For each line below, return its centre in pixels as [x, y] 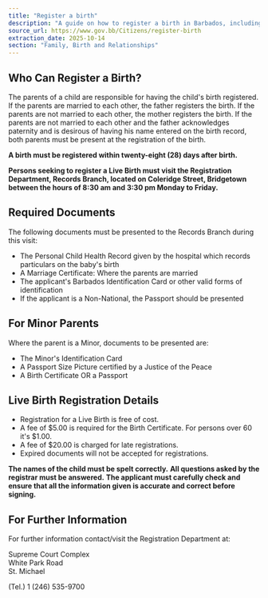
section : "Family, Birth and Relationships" [83, 46]
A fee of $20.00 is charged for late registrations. [99, 445]
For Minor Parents [54, 323]
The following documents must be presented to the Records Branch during [131, 232]
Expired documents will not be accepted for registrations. [114, 453]
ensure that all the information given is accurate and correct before [122, 486]
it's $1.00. [35, 437]
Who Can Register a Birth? [75, 78]
